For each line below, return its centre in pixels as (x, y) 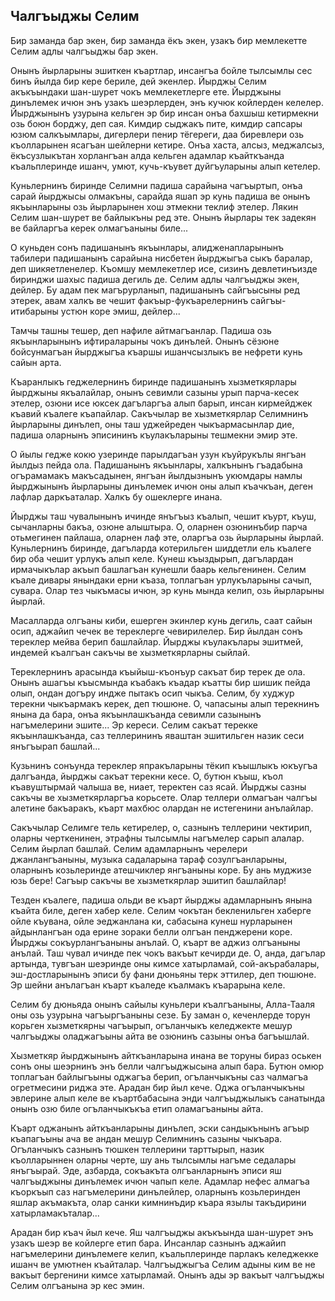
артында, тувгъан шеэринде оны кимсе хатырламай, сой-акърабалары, (165, 963)
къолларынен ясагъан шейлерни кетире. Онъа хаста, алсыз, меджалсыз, (167, 145)
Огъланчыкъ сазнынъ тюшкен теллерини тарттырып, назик (137, 1149)
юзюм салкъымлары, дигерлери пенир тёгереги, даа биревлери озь (157, 134)
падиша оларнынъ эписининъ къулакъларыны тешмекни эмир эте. (154, 435)
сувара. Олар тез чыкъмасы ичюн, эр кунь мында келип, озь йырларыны (167, 590)
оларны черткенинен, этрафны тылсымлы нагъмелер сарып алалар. (157, 838)
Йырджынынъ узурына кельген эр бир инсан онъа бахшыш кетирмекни (164, 113)
